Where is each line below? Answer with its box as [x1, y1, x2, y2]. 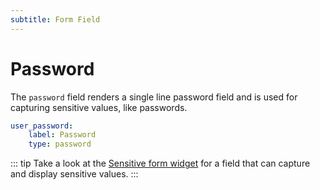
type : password [28, 139, 92, 150]
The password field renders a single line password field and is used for [10, 91, 298, 103]
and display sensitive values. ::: [10, 168, 139, 180]
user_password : [10, 121, 74, 131]
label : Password [28, 130, 97, 140]
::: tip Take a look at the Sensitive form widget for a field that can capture [10, 157, 311, 170]
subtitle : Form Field [10, 14, 101, 25]
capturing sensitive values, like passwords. [10, 101, 188, 113]
